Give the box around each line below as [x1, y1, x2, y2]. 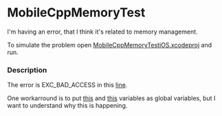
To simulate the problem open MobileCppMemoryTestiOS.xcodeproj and [7, 40, 212, 49]
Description [7, 65, 47, 75]
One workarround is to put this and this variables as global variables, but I [7, 94, 216, 102]
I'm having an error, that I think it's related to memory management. [7, 27, 198, 36]
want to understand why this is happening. [7, 102, 128, 110]
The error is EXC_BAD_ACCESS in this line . [7, 81, 128, 89]
